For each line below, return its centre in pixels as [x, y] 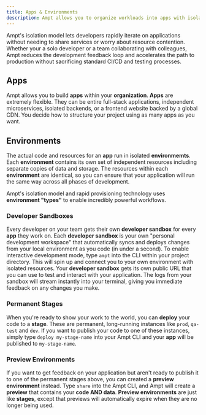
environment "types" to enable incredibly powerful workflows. [86, 200]
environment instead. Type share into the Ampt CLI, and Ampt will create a [101, 386]
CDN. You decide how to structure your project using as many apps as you [101, 115]
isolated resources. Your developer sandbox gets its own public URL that [99, 268]
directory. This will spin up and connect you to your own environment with [100, 262]
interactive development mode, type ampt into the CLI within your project [98, 255]
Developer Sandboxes [40, 216]
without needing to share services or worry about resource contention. [96, 42]
